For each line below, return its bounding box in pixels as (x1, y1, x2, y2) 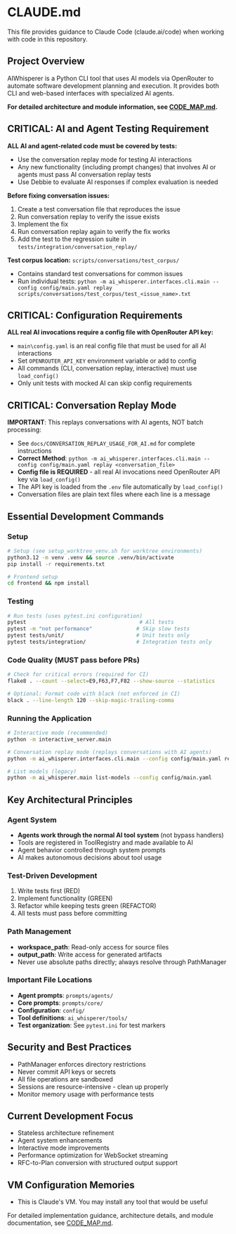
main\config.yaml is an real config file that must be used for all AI (17, 342, 206, 350)
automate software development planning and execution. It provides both (7, 82, 219, 90)
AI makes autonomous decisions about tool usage (17, 853, 162, 862)
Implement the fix (17, 219, 69, 228)
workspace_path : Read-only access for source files (17, 942, 169, 951)
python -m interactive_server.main (7, 736, 112, 743)
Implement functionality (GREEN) (17, 894, 113, 903)
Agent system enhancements (17, 1136, 103, 1145)
